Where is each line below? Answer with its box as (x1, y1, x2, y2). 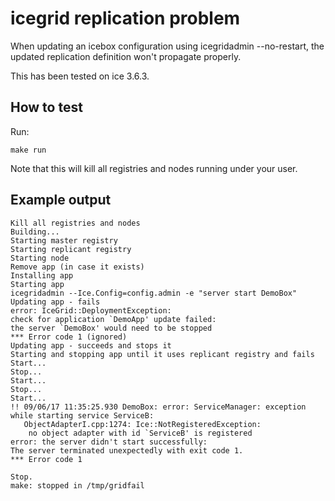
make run (10, 145, 47, 155)
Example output (10, 192, 112, 209)
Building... (10, 227, 60, 237)
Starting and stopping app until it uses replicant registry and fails (10, 349, 315, 359)
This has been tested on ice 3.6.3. (10, 70, 150, 82)
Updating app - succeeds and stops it (10, 340, 172, 351)
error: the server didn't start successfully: (10, 437, 208, 447)
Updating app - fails (10, 297, 101, 307)
